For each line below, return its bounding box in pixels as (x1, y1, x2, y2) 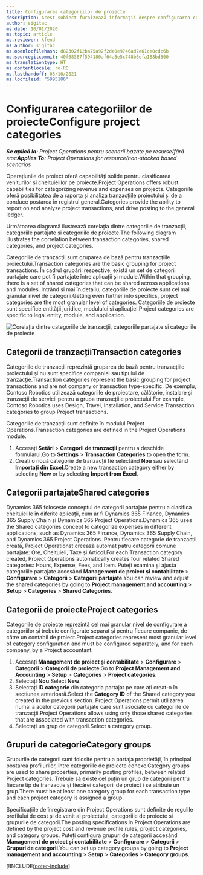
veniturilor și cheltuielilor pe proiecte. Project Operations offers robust (6, 179, 179, 186)
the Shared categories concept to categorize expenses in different (6, 523, 172, 530)
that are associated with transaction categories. (14, 715, 134, 723)
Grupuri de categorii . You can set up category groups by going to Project (6, 844, 188, 852)
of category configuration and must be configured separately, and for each (6, 640, 193, 647)
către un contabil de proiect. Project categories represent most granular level (6, 633, 196, 641)
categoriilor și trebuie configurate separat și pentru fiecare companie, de (6, 627, 187, 634)
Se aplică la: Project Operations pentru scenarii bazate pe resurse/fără (6, 148, 184, 155)
